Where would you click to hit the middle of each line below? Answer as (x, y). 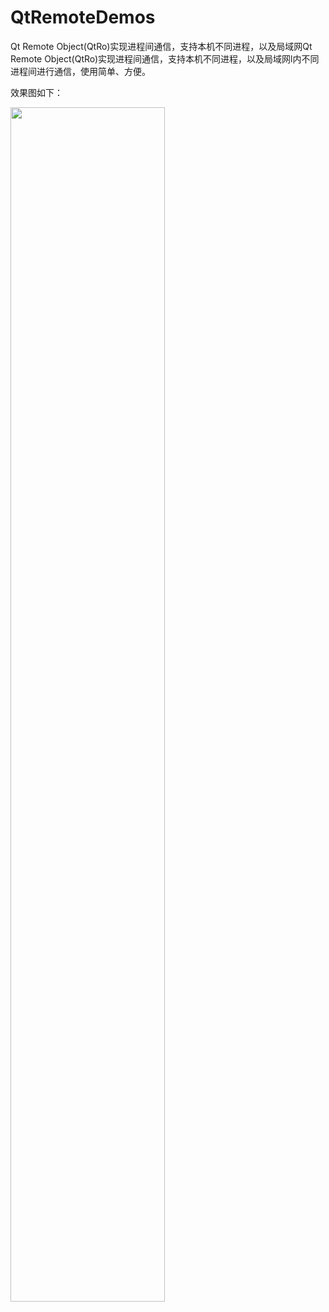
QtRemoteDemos (83, 17)
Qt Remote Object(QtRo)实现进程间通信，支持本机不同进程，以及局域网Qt (161, 46)
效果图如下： (36, 92)
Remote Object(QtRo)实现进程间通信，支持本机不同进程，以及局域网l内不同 (165, 58)
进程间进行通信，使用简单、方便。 (80, 71)
